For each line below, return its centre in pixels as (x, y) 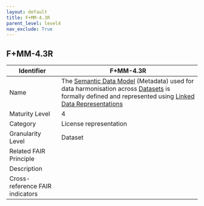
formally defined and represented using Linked (128, 96)
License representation (94, 124)
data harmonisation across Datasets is (116, 89)
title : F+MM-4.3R (28, 18)
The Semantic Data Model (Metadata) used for (128, 81)
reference (23, 186)
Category (23, 124)
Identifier (32, 71)
